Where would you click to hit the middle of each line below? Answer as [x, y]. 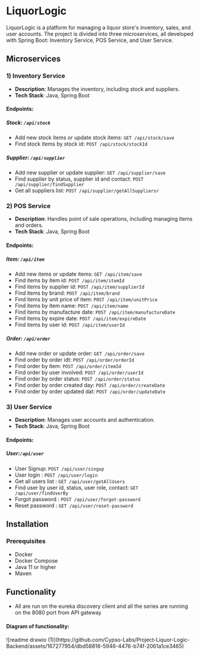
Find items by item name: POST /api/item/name [72, 306]
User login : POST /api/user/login [56, 475]
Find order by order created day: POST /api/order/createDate [90, 385]
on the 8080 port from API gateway [58, 613]
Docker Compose [36, 560]
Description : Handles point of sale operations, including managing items [104, 219]
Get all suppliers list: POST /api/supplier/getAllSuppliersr [87, 191]
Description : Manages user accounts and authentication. [85, 420]
